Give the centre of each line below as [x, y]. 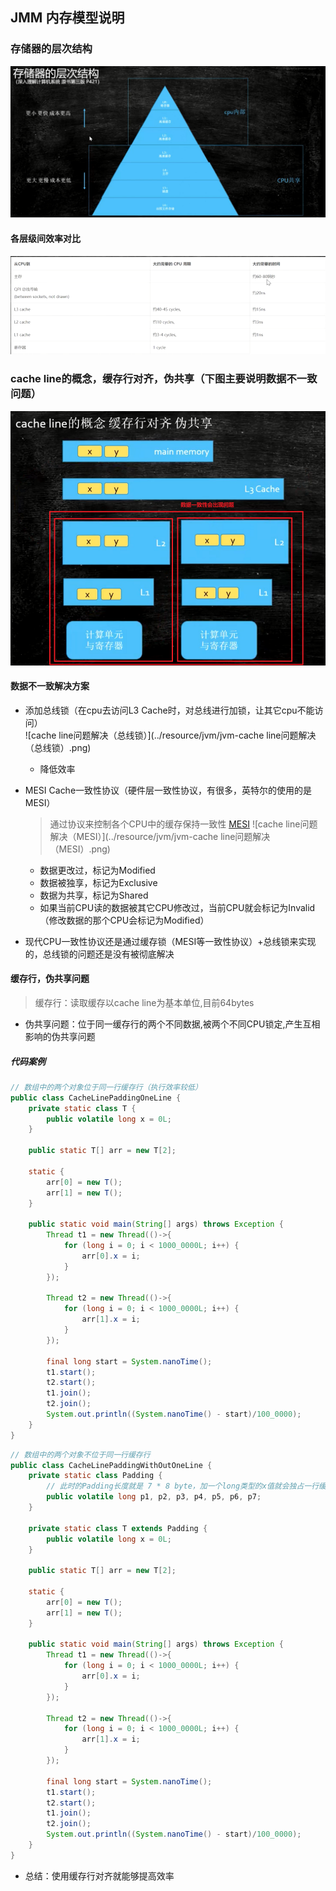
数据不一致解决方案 [50, 686]
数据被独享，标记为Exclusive [98, 882]
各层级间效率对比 [45, 238]
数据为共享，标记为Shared [94, 895]
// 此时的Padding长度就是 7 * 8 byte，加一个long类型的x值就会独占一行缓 [186, 1486]
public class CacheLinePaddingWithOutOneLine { [111, 1465]
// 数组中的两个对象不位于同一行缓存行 [80, 1454]
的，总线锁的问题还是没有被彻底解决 [99, 954]
